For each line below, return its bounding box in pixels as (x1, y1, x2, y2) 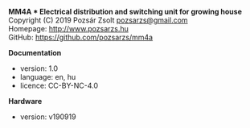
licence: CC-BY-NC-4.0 (19, 81, 99, 90)
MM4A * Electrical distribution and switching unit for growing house (8, 7, 243, 16)
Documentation (8, 48, 62, 57)
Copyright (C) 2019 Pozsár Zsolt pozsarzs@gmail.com (8, 15, 188, 25)
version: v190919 (19, 112, 76, 122)
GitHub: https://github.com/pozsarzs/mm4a (8, 32, 154, 42)
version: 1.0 (19, 64, 59, 73)
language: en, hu (19, 72, 76, 81)
